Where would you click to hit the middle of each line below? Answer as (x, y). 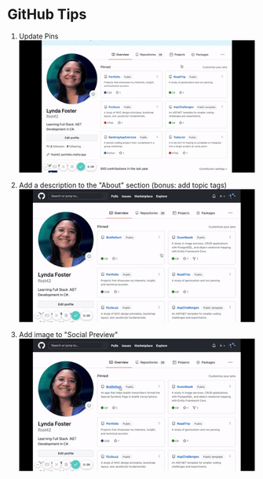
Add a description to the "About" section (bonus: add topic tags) (122, 185)
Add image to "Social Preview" (68, 334)
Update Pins (38, 36)
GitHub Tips (47, 15)
